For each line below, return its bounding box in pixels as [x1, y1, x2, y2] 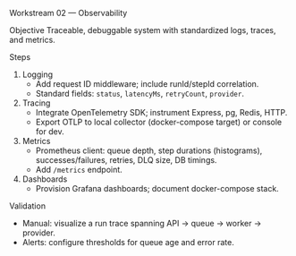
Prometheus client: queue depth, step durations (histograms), [35, 145, 263, 156]
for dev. [35, 126, 64, 137]
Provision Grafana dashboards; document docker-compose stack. [35, 183, 279, 193]
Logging [21, 69, 54, 80]
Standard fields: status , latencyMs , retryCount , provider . [35, 89, 244, 98]
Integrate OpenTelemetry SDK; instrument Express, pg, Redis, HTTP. [35, 107, 288, 117]
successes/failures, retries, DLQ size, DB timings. [35, 155, 217, 165]
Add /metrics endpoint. [35, 165, 123, 175]
